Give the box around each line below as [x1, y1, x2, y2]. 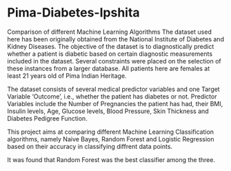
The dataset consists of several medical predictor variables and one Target [7, 85, 220, 93]
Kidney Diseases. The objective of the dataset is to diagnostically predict [7, 42, 214, 50]
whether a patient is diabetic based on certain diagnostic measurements [7, 50, 212, 58]
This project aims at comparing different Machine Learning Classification [7, 128, 214, 136]
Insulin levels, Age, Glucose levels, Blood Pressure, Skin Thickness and [7, 107, 209, 115]
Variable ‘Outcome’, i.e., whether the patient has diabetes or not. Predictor [7, 92, 217, 101]
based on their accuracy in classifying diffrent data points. [7, 142, 173, 150]
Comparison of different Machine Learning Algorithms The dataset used [7, 28, 212, 36]
